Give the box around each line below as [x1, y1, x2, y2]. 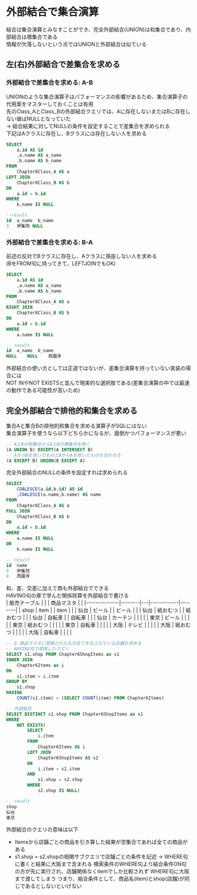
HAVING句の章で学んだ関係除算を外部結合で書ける [6, 592, 129, 599]
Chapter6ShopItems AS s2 [37, 755, 99, 761]
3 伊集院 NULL [6, 223, 44, 229]
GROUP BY [6, 679, 28, 685]
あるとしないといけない [25, 883, 82, 890]
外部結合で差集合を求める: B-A [6, 238, 93, 246]
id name [6, 562, 28, 568]
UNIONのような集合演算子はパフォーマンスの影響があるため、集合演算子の [6, 93, 188, 100]
